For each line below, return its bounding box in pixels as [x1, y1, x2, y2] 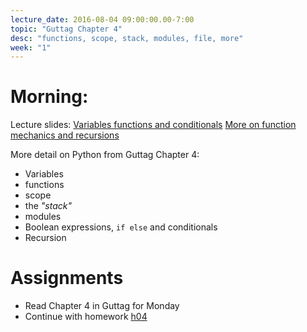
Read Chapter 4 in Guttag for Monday [24, 300, 180, 312]
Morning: [10, 86, 89, 108]
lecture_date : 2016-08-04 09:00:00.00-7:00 [10, 14, 195, 25]
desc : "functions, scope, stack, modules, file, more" [10, 33, 244, 43]
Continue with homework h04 [24, 311, 148, 323]
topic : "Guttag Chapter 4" [10, 24, 123, 34]
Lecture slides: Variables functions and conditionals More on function [10, 119, 297, 131]
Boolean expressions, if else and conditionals [24, 221, 218, 233]
